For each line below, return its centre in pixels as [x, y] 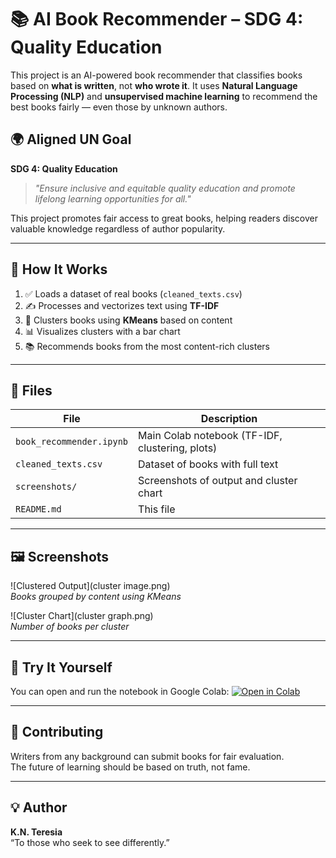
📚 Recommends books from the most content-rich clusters [147, 346]
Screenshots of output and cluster [218, 481]
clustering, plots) [178, 448]
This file [157, 509]
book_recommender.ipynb [72, 442]
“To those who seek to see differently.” [90, 842]
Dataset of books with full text [208, 464]
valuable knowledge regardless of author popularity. [118, 228]
